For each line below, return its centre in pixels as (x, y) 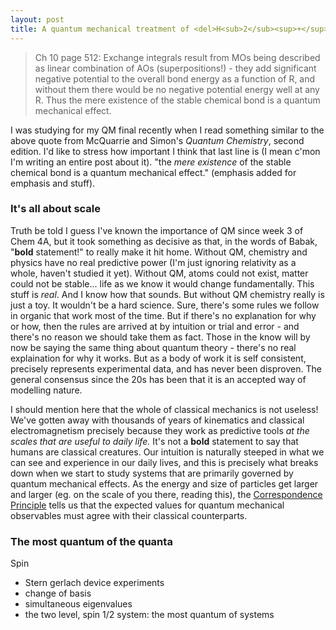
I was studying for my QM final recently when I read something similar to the (167, 130)
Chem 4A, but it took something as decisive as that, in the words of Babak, (164, 241)
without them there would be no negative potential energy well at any (177, 89)
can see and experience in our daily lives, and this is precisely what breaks (164, 462)
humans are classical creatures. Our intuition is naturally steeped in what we (167, 452)
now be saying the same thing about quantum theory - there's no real (153, 347)
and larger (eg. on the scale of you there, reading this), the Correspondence (166, 494)
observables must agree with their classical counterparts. (129, 515)
